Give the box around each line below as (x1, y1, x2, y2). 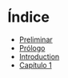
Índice (7, 8, 50, 27)
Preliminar (18, 35, 53, 44)
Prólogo (18, 43, 46, 52)
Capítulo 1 (18, 60, 53, 70)
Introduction (18, 51, 60, 61)
